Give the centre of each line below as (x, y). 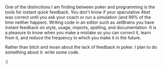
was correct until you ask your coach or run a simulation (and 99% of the (78, 17)
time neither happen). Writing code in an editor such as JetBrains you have (80, 22)
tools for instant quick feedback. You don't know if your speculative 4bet (78, 12)
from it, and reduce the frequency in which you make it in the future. (73, 38)
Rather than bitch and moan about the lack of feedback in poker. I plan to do (81, 47)
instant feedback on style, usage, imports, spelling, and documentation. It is (81, 28)
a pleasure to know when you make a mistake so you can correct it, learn (78, 33)
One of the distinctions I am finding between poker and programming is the (80, 7)
